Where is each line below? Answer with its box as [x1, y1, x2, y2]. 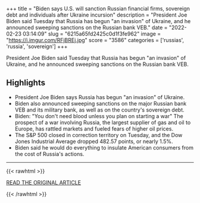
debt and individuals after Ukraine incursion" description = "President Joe [6, 11, 187, 18]
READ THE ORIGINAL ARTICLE [6, 179, 82, 186]
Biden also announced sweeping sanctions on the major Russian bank [14, 100, 187, 107]
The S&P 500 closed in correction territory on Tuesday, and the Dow [14, 131, 183, 138]
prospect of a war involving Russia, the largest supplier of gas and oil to [14, 119, 191, 126]
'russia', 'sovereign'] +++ [6, 43, 68, 50]
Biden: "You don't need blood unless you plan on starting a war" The [14, 112, 183, 119]
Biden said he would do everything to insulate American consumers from [14, 144, 193, 151]
